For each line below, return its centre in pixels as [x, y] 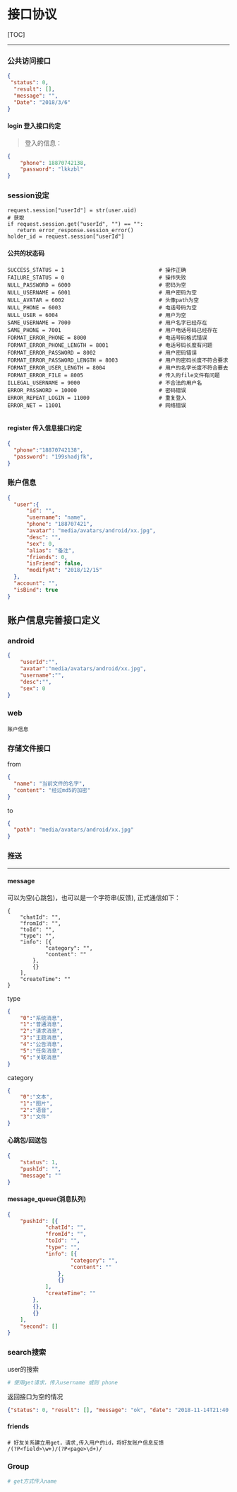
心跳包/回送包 [27, 1140]
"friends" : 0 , [47, 557]
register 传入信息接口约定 [45, 428]
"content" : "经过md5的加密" [52, 790]
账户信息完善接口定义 [54, 620]
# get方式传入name [32, 1481]
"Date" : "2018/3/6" [42, 102]
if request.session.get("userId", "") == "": [75, 224]
